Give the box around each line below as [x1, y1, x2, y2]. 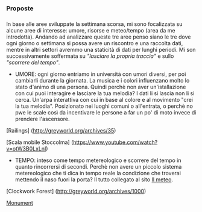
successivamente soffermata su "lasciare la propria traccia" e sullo [6, 52, 174, 60]
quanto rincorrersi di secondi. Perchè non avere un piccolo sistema [14, 163, 182, 170]
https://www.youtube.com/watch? [73, 139, 158, 146]
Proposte [6, 4, 34, 13]
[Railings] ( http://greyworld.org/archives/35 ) [6, 127, 116, 134]
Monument [6, 199, 33, 207]
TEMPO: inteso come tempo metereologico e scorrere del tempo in [14, 157, 181, 164]
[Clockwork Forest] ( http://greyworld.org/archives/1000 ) [6, 188, 147, 195]
